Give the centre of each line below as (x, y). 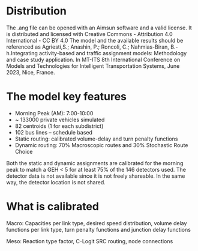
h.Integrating (22, 53)
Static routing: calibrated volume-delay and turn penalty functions (96, 139)
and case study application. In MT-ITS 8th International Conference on (93, 59)
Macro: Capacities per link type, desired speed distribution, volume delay (97, 223)
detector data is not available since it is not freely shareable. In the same (96, 176)
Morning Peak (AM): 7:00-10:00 (54, 113)
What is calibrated (52, 207)
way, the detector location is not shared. (56, 182)
